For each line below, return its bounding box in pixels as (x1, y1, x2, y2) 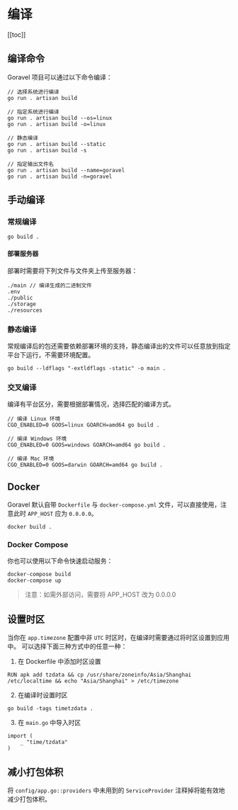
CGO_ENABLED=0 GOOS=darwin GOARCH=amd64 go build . (7, 461, 163, 468)
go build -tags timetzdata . (7, 705, 93, 712)
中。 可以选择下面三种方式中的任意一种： (7, 642, 127, 651)
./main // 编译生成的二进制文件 (7, 281, 92, 289)
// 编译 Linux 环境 (7, 415, 61, 422)
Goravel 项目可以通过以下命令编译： (7, 72, 113, 81)
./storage (7, 300, 37, 308)
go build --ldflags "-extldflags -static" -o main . (7, 364, 166, 372)
